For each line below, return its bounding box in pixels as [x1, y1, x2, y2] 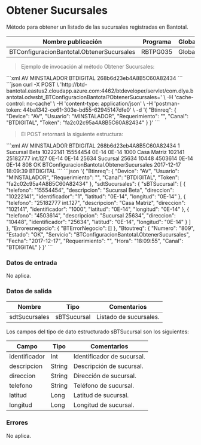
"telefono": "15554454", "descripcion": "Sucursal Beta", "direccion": [6, 186, 175, 194]
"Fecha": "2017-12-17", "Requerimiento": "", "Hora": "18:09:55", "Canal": [6, 237, 184, 244]
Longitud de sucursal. [73, 401, 135, 409]
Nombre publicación [42, 37, 102, 45]
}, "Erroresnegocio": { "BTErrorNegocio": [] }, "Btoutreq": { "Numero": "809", [6, 225, 195, 232]
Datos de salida [6, 287, 52, 296]
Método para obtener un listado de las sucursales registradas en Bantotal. [6, 23, 188, 30]
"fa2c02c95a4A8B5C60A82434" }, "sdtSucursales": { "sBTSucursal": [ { [6, 180, 186, 187]
